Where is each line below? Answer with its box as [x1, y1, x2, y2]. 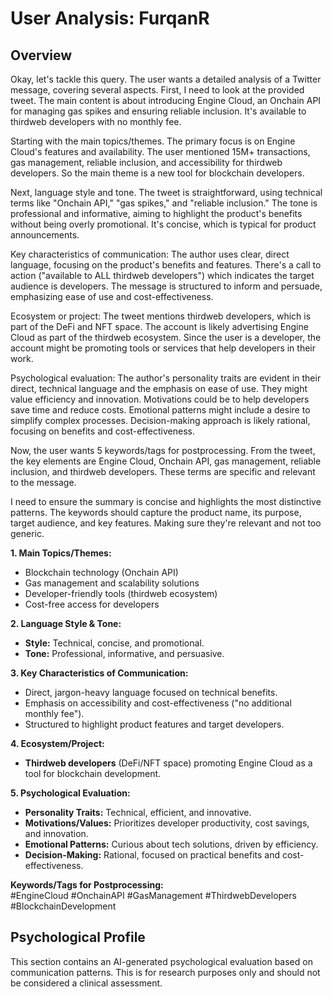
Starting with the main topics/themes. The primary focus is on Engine [10, 135, 296, 147]
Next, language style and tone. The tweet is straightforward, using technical [10, 187, 323, 198]
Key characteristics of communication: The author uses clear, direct [10, 248, 290, 260]
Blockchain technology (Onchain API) [24, 567, 179, 578]
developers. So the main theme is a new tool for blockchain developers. [10, 167, 305, 179]
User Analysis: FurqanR [10, 7, 210, 30]
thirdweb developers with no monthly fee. [10, 116, 182, 127]
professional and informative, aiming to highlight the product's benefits [10, 208, 303, 219]
